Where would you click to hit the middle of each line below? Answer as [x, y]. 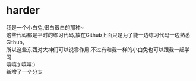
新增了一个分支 [24, 72]
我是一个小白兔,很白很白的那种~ [45, 27]
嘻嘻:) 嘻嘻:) [21, 64]
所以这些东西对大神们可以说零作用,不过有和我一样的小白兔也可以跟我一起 [96, 49]
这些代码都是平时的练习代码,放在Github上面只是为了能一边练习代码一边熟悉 [98, 35]
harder [23, 10]
